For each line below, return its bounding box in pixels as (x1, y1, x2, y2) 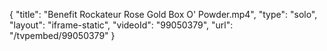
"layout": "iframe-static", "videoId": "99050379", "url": (9, 19, 234, 31)
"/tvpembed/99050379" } (9, 30, 116, 41)
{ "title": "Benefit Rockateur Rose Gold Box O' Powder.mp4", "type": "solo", (9, 9, 318, 20)
